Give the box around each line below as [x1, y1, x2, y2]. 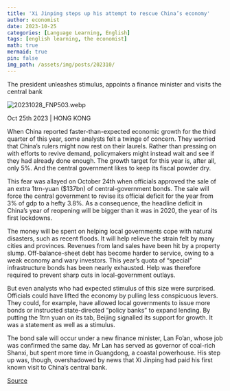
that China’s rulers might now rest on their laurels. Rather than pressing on [7, 142, 217, 150]
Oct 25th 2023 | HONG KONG [7, 114, 91, 122]
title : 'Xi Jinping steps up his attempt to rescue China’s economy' [7, 10, 211, 17]
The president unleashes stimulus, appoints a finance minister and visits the [7, 80, 222, 88]
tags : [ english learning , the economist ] [7, 36, 128, 43]
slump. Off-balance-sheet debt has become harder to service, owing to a [7, 249, 214, 257]
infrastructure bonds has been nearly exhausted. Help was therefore [7, 263, 201, 271]
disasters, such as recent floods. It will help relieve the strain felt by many [7, 234, 215, 243]
